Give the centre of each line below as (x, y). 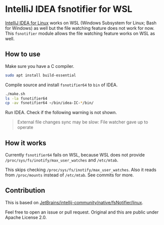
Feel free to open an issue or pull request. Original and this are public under (82, 212)
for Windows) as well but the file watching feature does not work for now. (80, 28)
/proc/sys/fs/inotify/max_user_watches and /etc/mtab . (62, 160)
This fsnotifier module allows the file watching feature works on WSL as (80, 33)
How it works (26, 143)
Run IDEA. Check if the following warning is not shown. (61, 112)
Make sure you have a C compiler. (40, 66)
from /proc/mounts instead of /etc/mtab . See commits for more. (70, 175)
